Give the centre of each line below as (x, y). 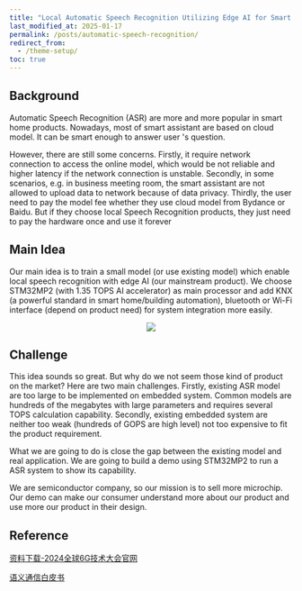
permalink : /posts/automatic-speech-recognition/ (104, 34)
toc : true (28, 59)
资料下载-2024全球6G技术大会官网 (73, 559)
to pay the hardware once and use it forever (91, 221)
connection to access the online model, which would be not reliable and (142, 164)
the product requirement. (56, 434)
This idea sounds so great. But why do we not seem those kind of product (146, 377)
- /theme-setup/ (48, 51)
